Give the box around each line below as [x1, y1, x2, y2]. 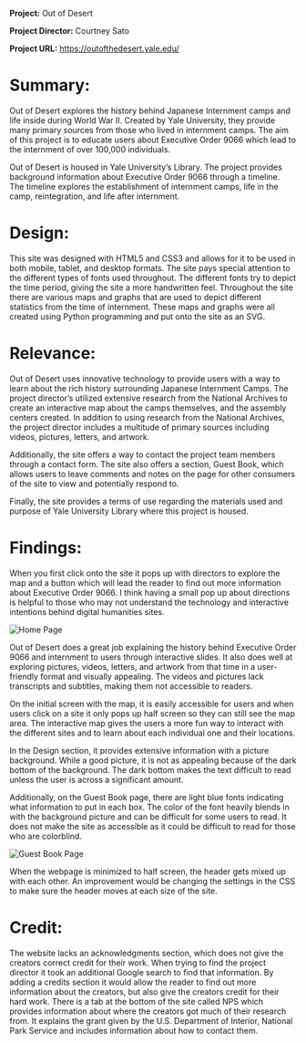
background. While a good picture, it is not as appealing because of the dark [9, 755, 297, 766]
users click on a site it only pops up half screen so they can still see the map [9, 707, 296, 719]
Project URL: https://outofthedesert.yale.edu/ [9, 43, 179, 54]
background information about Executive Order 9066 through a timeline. [9, 171, 280, 182]
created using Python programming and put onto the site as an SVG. [9, 310, 266, 322]
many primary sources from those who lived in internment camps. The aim [9, 124, 290, 135]
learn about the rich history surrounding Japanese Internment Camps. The [9, 382, 289, 393]
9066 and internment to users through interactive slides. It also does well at [9, 652, 293, 662]
